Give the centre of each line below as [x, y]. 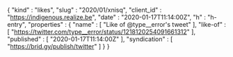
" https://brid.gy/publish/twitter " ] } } [58, 46]
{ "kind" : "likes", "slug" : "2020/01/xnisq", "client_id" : [85, 10]
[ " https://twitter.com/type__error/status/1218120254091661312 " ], [102, 32]
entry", [17, 24]
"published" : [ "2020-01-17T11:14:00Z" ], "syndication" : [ [90, 39]
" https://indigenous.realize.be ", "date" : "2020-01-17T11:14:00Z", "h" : [107, 17]
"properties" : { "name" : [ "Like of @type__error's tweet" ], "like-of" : [127, 24]
